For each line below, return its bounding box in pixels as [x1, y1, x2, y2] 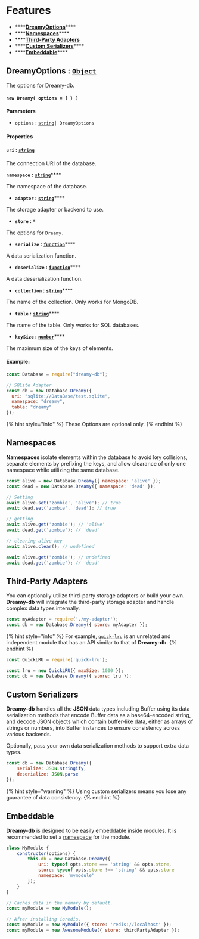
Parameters [6, 107, 36, 114]
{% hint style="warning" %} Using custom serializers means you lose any [6, 788, 187, 795]
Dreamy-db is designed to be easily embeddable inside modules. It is [6, 827, 177, 834]
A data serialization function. [6, 252, 77, 259]
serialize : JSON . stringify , [17, 766, 86, 772]
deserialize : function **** [14, 264, 81, 271]
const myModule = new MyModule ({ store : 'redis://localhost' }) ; [6, 922, 172, 928]
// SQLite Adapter [6, 382, 52, 388]
